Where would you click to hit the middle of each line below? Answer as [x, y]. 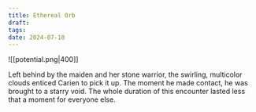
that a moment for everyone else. [62, 99]
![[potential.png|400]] [43, 60]
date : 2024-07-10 [37, 37]
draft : [19, 23]
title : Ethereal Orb [42, 15]
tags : [17, 30]
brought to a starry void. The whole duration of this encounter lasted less [127, 92]
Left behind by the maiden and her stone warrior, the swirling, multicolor [125, 74]
